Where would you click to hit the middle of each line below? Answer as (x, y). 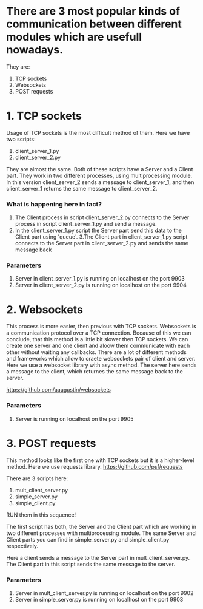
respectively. (22, 546)
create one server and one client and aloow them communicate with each (98, 346)
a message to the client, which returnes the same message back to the (95, 372)
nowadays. (35, 50)
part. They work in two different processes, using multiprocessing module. (99, 175)
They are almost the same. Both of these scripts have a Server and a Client (100, 169)
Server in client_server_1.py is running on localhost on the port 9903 (100, 279)
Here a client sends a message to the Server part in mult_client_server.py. (98, 557)
